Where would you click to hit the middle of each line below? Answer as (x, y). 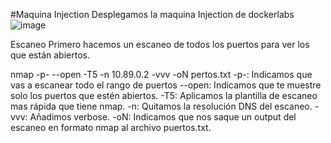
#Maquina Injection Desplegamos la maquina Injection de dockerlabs (152, 14)
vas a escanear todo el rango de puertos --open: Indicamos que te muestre (166, 85)
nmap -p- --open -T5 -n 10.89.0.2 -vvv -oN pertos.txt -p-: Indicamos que (161, 74)
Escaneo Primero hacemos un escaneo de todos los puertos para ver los (160, 44)
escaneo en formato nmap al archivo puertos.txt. (111, 127)
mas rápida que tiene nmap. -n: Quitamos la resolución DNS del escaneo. (161, 106)
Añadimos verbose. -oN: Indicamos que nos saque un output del (163, 117)
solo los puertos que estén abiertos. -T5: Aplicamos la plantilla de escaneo (164, 95)
